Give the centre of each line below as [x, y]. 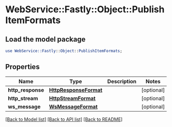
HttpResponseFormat [76, 90]
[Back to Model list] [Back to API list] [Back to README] [64, 119]
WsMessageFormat [73, 107]
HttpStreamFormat [72, 98]
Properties [23, 67]
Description [122, 81]
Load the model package [46, 39]
